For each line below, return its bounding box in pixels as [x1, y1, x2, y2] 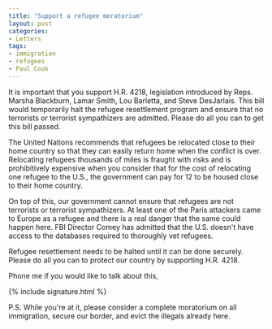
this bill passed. [8, 121, 61, 131]
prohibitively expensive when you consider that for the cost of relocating [8, 163, 252, 173]
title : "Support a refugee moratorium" [8, 11, 144, 20]
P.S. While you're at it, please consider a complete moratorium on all [8, 302, 237, 312]
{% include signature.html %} [8, 286, 107, 297]
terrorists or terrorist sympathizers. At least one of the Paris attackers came [8, 205, 261, 214]
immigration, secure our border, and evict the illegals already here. [8, 310, 231, 321]
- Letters [8, 34, 42, 43]
